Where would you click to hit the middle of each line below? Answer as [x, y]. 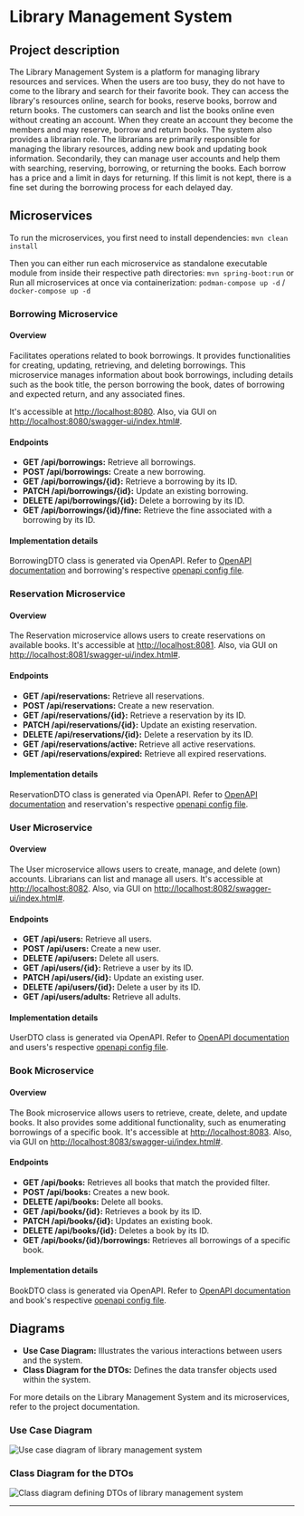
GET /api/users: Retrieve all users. [87, 939]
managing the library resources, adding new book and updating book [138, 149]
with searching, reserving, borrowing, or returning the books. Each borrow [148, 168]
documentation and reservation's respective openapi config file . [129, 804]
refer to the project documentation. [75, 1406]
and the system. [52, 1360]
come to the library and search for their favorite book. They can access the [149, 91]
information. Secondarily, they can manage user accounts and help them [145, 159]
